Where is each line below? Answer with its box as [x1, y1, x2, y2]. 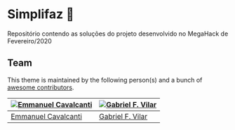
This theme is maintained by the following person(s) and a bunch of [7, 75, 203, 84]
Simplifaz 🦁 [7, 6, 75, 22]
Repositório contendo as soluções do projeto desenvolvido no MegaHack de [7, 29, 229, 38]
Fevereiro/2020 [7, 36, 53, 45]
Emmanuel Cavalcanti [11, 111, 83, 121]
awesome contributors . [7, 83, 74, 92]
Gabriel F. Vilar [99, 111, 148, 121]
